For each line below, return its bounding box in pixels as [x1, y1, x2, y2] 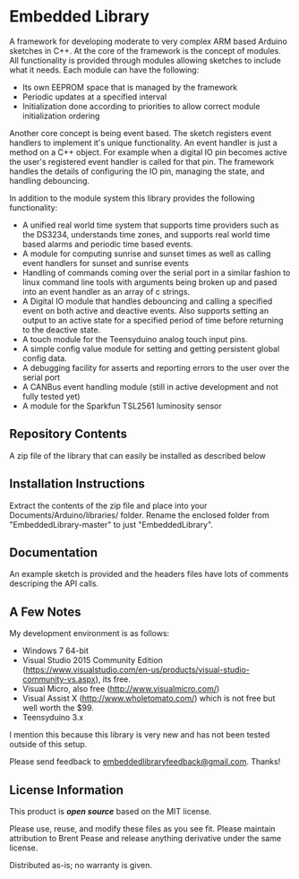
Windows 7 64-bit [21, 645, 90, 656]
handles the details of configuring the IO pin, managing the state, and [9, 166, 266, 177]
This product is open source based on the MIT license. [9, 806, 212, 816]
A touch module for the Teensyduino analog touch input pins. [21, 333, 248, 344]
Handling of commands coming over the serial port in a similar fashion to [21, 267, 291, 278]
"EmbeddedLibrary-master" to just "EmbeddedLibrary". [9, 519, 213, 530]
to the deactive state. [21, 324, 101, 335]
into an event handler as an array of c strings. [21, 286, 191, 297]
